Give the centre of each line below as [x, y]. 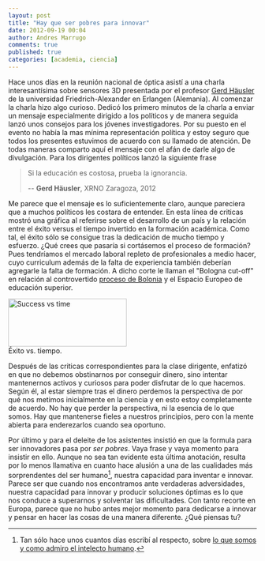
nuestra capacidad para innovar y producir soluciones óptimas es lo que [126, 491]
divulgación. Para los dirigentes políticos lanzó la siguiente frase [112, 157]
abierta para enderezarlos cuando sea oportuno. [87, 424]
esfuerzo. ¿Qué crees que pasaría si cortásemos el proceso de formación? [129, 245]
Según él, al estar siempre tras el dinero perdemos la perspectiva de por [125, 391]
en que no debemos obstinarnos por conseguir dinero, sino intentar [118, 374]
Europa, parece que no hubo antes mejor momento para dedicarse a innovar [132, 508]
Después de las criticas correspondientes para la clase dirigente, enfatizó [128, 366]
